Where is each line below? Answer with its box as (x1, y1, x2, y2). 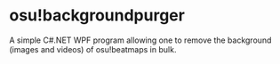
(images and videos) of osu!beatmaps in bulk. (9, 44, 177, 54)
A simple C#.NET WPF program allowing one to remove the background (9, 35, 272, 45)
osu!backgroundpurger (9, 5, 185, 26)
